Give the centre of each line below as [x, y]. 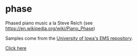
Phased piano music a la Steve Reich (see [49, 23]
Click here [16, 48]
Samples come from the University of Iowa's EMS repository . [69, 38]
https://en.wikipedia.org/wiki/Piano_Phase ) [50, 28]
